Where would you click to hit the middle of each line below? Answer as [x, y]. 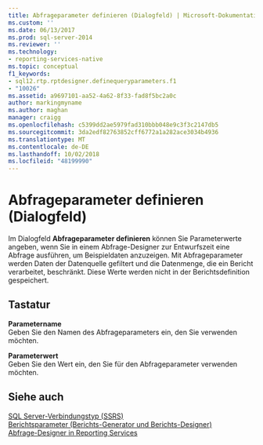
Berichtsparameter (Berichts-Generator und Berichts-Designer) [110, 424]
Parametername [35, 323]
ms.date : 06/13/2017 [42, 30]
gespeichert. [29, 280]
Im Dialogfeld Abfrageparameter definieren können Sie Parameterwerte [125, 239]
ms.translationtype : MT [47, 139]
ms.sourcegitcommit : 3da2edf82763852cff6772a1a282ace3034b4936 [113, 132]
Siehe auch [36, 397]
